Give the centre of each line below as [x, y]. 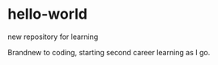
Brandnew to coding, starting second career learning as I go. [109, 52]
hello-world [48, 14]
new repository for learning [53, 37]
